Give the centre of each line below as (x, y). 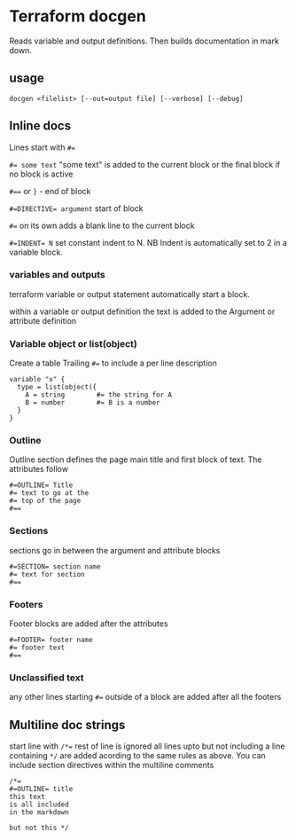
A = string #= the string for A (99, 395)
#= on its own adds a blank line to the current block (102, 225)
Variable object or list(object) (73, 343)
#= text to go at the (49, 493)
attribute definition (43, 320)
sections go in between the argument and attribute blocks (115, 550)
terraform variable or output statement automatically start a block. (129, 294)
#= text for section (47, 574)
